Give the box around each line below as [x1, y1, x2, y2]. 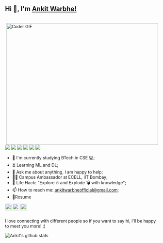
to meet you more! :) [5, 223, 46, 229]
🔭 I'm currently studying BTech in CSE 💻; [12, 155, 95, 160]
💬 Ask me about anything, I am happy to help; [12, 169, 103, 175]
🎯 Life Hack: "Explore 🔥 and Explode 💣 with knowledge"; [12, 179, 127, 185]
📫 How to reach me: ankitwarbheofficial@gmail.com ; [12, 187, 119, 192]
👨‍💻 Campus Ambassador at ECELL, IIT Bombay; [12, 174, 108, 180]
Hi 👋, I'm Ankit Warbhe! [5, 5, 77, 13]
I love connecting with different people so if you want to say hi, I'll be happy [5, 218, 156, 224]
